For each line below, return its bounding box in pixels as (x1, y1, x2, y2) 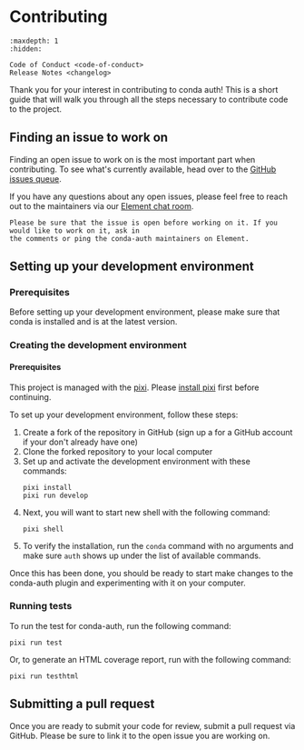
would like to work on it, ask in (9, 225, 141, 235)
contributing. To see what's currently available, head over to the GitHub (9, 164, 277, 175)
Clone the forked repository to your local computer (22, 445, 213, 456)
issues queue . (9, 173, 62, 184)
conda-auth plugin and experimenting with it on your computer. (9, 577, 247, 588)
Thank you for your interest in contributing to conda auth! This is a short (9, 84, 279, 95)
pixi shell (22, 525, 64, 534)
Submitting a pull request (9, 696, 155, 712)
